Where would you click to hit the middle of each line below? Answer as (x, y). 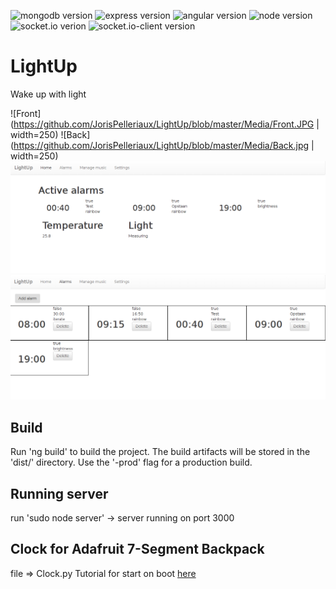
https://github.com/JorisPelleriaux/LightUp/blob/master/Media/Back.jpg (161, 145)
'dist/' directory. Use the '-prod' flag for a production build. (131, 462)
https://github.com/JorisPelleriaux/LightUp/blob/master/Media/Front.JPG (164, 124)
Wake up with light (48, 94)
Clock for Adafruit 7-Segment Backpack (137, 549)
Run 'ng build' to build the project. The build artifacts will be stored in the (160, 452)
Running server (59, 493)
